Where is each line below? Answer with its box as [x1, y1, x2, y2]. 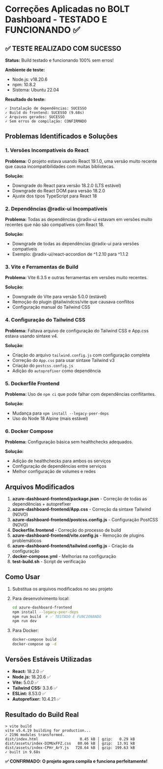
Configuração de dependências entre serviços [12, 463, 107, 469]
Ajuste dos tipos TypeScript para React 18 [12, 193, 97, 199]
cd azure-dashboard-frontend [12, 605, 72, 610]
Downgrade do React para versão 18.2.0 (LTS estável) [12, 182, 121, 188]
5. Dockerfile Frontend [5, 380, 60, 387]
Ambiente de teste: [5, 67, 45, 72]
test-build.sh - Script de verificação [12, 558, 86, 564]
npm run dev [12, 619, 37, 624]
